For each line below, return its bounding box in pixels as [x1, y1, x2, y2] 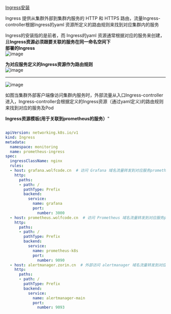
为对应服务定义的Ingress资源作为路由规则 [5, 61, 93, 67]
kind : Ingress [5, 135, 36, 140]
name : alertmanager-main [32, 295, 85, 301]
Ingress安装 [5, 5, 30, 10]
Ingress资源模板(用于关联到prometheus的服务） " [5, 116, 110, 121]
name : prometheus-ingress [10, 149, 65, 154]
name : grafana [32, 201, 63, 206]
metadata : [5, 139, 26, 145]
